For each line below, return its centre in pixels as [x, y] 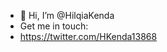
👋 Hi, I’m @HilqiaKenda [67, 15]
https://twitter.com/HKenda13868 [88, 36]
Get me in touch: [54, 26]
